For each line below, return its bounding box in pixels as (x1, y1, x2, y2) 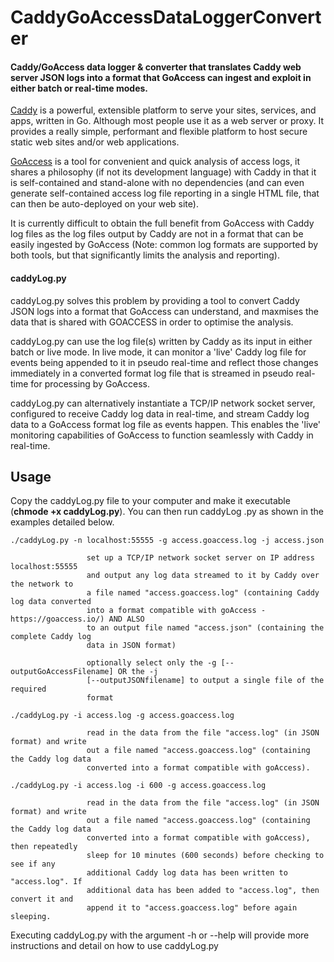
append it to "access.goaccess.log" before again (86, 903, 298, 913)
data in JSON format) (86, 641, 177, 651)
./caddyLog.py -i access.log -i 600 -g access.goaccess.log (10, 781, 267, 791)
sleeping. (10, 912, 52, 922)
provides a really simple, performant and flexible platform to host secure (10, 126, 308, 138)
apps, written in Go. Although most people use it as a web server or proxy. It (10, 115, 325, 127)
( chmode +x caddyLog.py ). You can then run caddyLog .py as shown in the (10, 506, 325, 518)
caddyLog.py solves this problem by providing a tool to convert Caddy (10, 294, 300, 306)
